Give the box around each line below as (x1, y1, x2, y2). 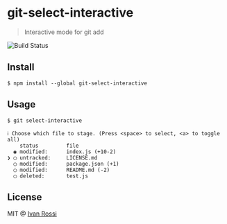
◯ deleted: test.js (13, 172, 89, 180)
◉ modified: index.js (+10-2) (13, 148, 117, 155)
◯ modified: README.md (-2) (13, 166, 110, 173)
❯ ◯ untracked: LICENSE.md (7, 154, 98, 161)
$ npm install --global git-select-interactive (7, 80, 148, 87)
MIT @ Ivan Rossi (7, 209, 57, 218)
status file (19, 142, 79, 149)
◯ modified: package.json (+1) (13, 160, 119, 167)
